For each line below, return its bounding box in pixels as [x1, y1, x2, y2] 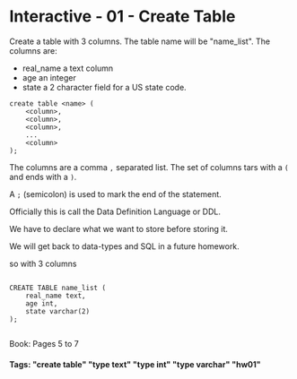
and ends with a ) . [9, 171, 77, 182]
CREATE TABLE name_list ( [9, 283, 106, 292]
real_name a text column [22, 63, 114, 73]
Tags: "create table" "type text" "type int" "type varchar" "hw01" [9, 358, 261, 369]
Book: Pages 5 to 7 [9, 338, 79, 349]
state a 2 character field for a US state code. [22, 82, 187, 92]
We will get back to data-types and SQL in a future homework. [9, 240, 240, 252]
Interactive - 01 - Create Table [9, 6, 236, 27]
